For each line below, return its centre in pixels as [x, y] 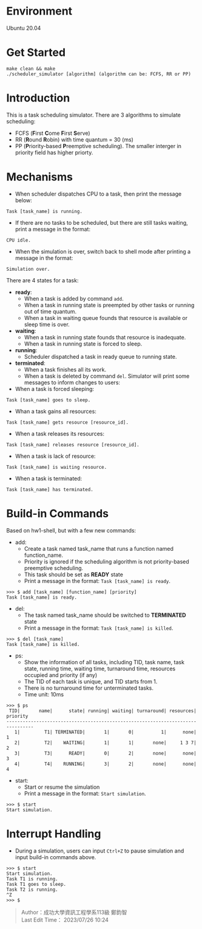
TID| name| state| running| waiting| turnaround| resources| [103, 711]
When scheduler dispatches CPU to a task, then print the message [98, 194]
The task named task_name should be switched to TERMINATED [105, 615]
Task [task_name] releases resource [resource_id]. [73, 444]
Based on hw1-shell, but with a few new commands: [71, 530]
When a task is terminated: [49, 478]
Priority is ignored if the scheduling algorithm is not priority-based [106, 561]
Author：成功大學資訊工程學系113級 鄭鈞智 [74, 912]
